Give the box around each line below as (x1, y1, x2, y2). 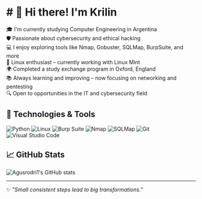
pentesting (6, 83, 33, 90)
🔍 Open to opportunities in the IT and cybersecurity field (6, 89, 147, 97)
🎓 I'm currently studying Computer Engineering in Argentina (6, 25, 158, 32)
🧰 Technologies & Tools (6, 109, 96, 119)
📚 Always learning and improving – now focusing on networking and (6, 74, 177, 82)
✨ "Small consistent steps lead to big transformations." (6, 186, 143, 193)
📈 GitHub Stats (6, 150, 65, 160)
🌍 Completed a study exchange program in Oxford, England (6, 65, 156, 73)
